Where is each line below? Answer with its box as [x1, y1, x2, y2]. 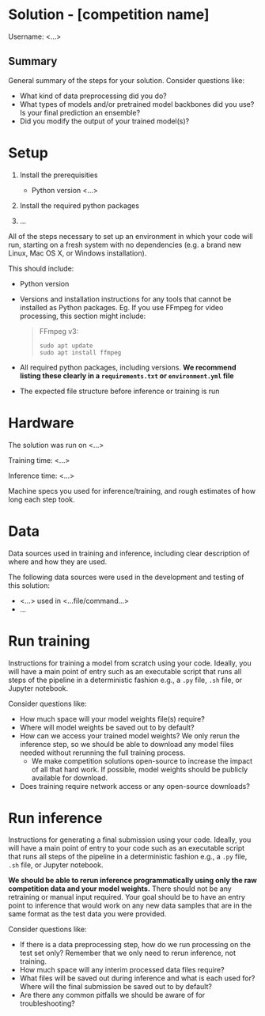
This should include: [8, 263, 74, 273]
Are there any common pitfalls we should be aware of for [19, 991, 206, 1000]
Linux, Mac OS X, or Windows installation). [8, 248, 147, 258]
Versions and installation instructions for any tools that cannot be [19, 294, 232, 304]
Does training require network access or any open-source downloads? [19, 781, 251, 790]
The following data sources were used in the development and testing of [8, 572, 244, 582]
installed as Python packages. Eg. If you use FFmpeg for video [19, 302, 224, 312]
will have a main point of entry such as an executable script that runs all [8, 666, 242, 676]
